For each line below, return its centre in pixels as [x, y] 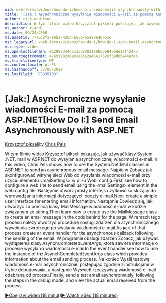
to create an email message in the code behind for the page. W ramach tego [83, 217]
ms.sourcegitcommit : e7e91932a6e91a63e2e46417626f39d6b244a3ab [72, 56]
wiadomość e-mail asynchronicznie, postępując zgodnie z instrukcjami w [80, 264]
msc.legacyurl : [21, 42]
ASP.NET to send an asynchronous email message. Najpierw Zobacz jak [79, 170]
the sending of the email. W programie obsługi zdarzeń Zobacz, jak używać [82, 238]
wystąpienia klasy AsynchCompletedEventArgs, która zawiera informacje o [82, 243]
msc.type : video [22, 47]
